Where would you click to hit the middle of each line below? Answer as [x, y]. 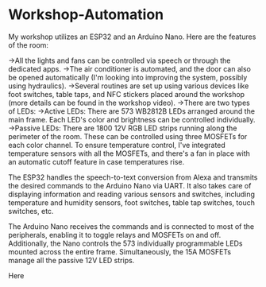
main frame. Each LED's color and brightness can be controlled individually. [132, 119]
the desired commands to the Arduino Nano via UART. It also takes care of [130, 185]
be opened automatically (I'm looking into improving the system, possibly [128, 77]
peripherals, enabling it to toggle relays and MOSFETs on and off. [115, 235]
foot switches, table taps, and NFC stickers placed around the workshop [126, 94]
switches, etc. [31, 211]
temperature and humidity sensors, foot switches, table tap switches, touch [132, 202]
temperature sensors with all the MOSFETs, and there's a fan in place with [129, 153]
